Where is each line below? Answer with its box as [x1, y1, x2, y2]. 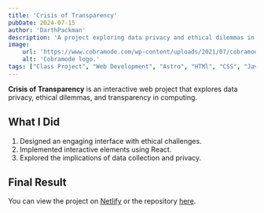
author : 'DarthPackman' [8, 26, 86, 34]
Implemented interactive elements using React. [19, 145, 172, 154]
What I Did [8, 116, 60, 129]
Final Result [8, 175, 67, 189]
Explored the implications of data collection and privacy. [19, 152, 202, 162]
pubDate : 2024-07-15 [8, 19, 76, 27]
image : [8, 41, 30, 49]
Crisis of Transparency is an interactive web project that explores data [8, 84, 238, 94]
